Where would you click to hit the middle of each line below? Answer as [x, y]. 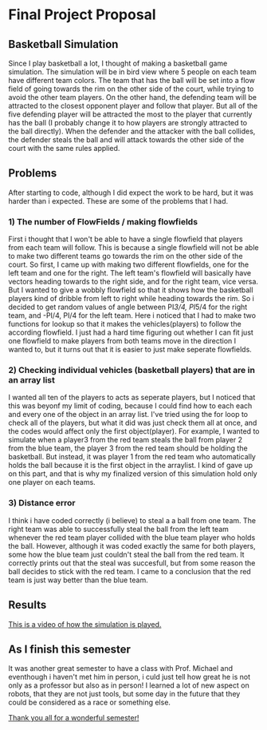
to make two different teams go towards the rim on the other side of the [126, 256]
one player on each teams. [52, 482]
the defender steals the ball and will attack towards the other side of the [126, 140]
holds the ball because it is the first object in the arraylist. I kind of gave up [131, 466]
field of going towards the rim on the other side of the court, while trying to [131, 89]
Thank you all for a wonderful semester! [74, 718]
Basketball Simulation [63, 44]
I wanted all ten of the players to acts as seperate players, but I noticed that [132, 398]
